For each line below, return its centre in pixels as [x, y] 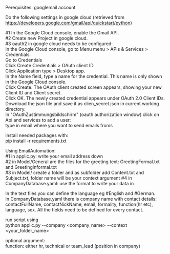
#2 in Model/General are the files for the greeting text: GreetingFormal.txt [82, 162]
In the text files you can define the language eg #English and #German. [80, 193]
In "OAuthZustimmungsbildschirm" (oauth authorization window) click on [82, 114]
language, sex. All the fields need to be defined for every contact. [75, 210]
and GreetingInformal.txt [31, 167]
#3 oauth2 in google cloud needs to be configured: [59, 44]
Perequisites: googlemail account [40, 7]
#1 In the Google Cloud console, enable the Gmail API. [62, 33]
